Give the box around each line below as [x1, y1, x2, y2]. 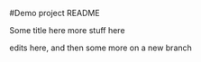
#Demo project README [9, 8, 101, 18]
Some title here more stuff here [9, 25, 125, 35]
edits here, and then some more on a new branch [9, 42, 192, 53]
